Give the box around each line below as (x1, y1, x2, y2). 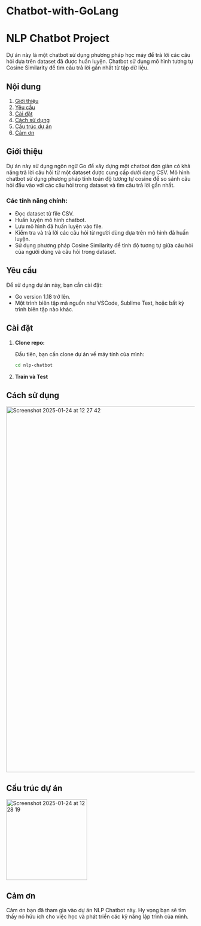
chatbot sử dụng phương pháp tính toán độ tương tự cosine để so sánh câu (6, 175, 191, 182)
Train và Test (14, 373, 48, 380)
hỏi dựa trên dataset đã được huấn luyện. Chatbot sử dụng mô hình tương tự (6, 58, 193, 65)
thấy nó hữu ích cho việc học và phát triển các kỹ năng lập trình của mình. (6, 913, 189, 920)
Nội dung (6, 81, 41, 92)
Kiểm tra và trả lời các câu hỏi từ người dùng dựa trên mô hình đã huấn (14, 229, 189, 236)
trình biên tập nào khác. (14, 305, 74, 312)
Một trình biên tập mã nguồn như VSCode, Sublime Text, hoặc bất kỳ (14, 299, 184, 306)
